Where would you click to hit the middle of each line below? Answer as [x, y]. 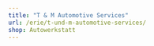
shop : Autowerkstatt [42, 30]
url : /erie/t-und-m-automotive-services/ [77, 23]
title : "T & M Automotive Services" [68, 15]
